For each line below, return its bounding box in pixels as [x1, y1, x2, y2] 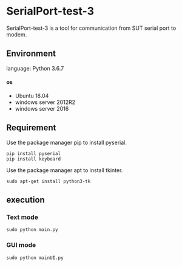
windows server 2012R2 [15, 99, 76, 106]
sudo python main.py [6, 227, 59, 233]
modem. [6, 30, 27, 38]
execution [6, 195, 45, 205]
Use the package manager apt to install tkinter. [6, 166, 123, 174]
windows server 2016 [15, 105, 69, 112]
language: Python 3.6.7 [6, 64, 64, 72]
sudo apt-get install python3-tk [6, 178, 91, 184]
